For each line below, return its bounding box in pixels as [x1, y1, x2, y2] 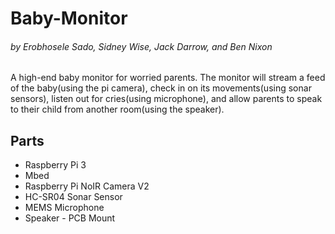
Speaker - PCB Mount [24, 212, 116, 224]
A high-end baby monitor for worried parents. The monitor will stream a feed [10, 72, 326, 84]
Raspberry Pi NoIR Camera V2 [24, 180, 150, 192]
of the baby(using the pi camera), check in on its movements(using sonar [10, 82, 312, 94]
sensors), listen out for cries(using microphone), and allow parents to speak [10, 93, 323, 105]
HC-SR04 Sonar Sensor [24, 191, 123, 203]
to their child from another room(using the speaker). [10, 103, 225, 116]
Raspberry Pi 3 [24, 159, 87, 171]
